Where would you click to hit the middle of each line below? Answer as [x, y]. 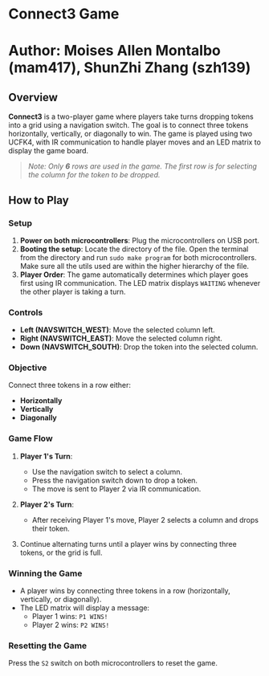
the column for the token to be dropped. [94, 175]
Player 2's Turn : [47, 504]
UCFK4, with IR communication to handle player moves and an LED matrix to [134, 142]
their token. [51, 528]
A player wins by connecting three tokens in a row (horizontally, [125, 591]
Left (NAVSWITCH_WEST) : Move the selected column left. [117, 330]
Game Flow [31, 438]
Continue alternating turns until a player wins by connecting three [128, 544]
